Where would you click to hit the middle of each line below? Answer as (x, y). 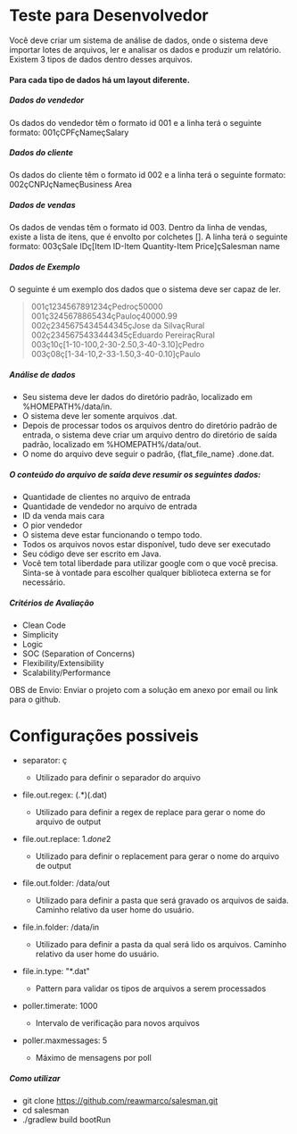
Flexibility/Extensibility (63, 663)
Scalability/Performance (66, 673)
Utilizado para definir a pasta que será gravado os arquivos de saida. (162, 901)
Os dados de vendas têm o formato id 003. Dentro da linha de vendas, (138, 228)
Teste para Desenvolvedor (109, 16)
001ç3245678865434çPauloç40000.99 (104, 316)
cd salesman (45, 1110)
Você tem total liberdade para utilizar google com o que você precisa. (150, 563)
